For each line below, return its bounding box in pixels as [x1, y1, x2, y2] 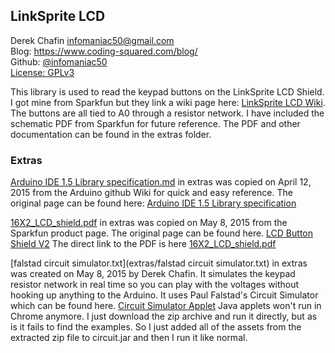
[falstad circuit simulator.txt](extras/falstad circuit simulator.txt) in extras [10, 257, 308, 269]
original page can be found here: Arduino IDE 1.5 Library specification [10, 197, 297, 209]
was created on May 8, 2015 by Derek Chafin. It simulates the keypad [10, 268, 296, 280]
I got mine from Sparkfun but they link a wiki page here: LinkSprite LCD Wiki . [10, 96, 326, 108]
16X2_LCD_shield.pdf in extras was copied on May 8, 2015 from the [10, 217, 288, 229]
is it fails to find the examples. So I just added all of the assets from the [10, 321, 302, 333]
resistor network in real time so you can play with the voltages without [10, 279, 300, 291]
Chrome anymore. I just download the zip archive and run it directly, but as [10, 310, 318, 323]
